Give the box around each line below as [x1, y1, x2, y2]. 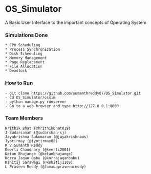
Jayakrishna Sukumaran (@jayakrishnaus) [5, 134, 89, 139]
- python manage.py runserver [5, 99, 67, 104]
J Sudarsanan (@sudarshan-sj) [5, 130, 67, 135]
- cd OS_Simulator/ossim [5, 95, 56, 100]
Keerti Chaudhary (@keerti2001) [5, 147, 71, 152]
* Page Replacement [5, 60, 45, 65]
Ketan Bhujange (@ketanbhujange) [5, 151, 73, 156]
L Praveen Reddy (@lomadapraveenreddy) [5, 164, 86, 169]
